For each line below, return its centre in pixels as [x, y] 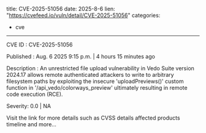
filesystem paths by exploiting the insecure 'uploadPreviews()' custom [95, 81]
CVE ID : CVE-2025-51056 [40, 45]
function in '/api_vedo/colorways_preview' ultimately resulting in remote [97, 88]
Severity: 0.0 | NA [29, 106]
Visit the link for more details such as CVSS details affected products [93, 118]
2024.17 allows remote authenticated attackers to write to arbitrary [90, 75]
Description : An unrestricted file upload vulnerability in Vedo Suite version [101, 68]
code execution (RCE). [35, 94]
